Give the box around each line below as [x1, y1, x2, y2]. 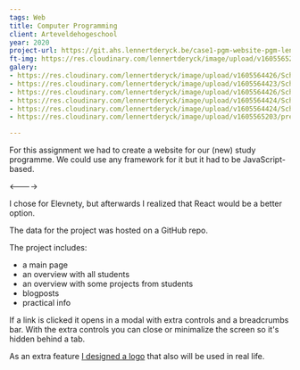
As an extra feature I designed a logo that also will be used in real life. [9, 351, 265, 362]
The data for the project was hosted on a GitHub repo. [9, 225, 208, 236]
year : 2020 [9, 37, 50, 47]
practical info [21, 298, 71, 308]
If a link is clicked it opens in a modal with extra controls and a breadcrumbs [9, 315, 289, 325]
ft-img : [9, 54, 38, 63]
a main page [21, 259, 69, 270]
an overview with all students [21, 269, 130, 280]
